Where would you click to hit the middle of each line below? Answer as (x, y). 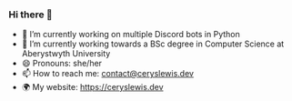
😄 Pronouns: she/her (61, 64)
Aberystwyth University (66, 54)
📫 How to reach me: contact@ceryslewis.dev (108, 74)
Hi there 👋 (31, 15)
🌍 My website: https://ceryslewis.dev (93, 87)
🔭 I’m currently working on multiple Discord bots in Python (131, 35)
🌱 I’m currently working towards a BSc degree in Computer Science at (153, 44)
